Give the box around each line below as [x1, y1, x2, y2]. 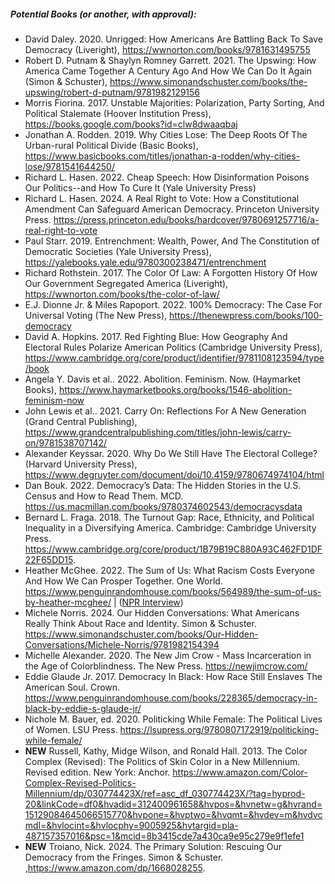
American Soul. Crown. [24, 681, 121, 693]
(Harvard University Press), [24, 458, 138, 470]
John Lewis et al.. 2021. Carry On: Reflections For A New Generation [24, 405, 307, 417]
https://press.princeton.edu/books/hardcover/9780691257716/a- [53, 213, 320, 225]
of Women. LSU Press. [24, 723, 118, 735]
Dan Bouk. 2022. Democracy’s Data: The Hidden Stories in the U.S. [24, 479, 302, 491]
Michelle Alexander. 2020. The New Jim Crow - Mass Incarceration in [24, 649, 312, 661]
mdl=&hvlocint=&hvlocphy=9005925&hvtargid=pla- [24, 819, 239, 831]
